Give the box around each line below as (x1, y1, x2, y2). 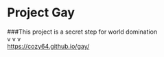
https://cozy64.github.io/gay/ (7, 42, 90, 50)
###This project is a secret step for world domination (7, 27, 158, 36)
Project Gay (7, 5, 75, 21)
